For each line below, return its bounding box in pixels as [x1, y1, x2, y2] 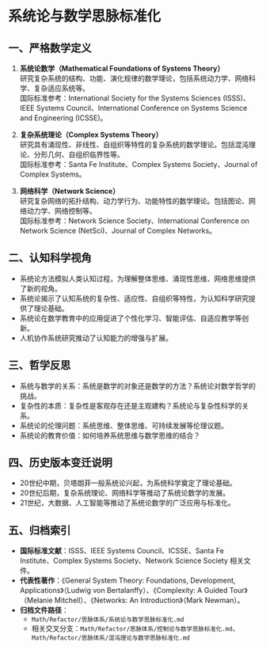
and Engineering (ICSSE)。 [19, 113, 108, 123]
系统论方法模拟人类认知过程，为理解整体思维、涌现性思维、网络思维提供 [19, 274, 256, 283]
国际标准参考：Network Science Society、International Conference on [19, 216, 249, 226]
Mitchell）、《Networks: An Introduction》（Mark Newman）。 [54, 595, 245, 605]
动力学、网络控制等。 [26, 207, 97, 215]
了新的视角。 [19, 283, 62, 293]
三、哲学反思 [8, 359, 71, 372]
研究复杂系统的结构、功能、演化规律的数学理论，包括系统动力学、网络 [19, 74, 249, 83]
